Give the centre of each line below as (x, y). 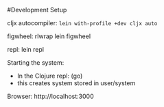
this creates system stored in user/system (76, 83)
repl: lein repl (26, 49)
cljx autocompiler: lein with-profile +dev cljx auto (82, 23)
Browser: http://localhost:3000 (50, 96)
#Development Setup (37, 10)
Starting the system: (36, 63)
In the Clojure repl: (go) (50, 76)
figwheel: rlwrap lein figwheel (49, 36)
